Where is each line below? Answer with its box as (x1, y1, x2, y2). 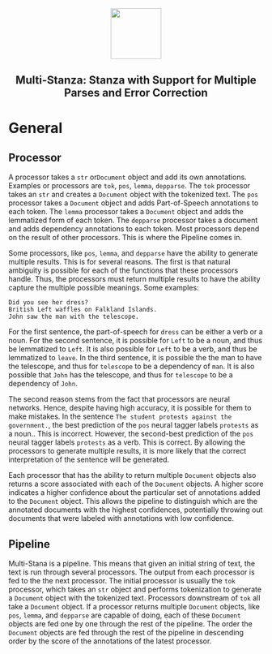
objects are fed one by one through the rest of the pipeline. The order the (8, 619, 253, 629)
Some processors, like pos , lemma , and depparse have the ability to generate (8, 248, 258, 258)
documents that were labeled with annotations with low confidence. (8, 514, 235, 523)
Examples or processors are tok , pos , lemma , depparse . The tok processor (8, 181, 251, 191)
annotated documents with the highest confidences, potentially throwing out (8, 505, 263, 514)
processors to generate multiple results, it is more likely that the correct (8, 446, 247, 456)
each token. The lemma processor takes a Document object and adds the (8, 207, 244, 217)
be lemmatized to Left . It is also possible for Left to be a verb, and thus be (8, 344, 257, 354)
